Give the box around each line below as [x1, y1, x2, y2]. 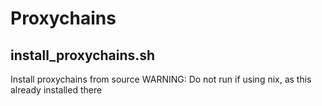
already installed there [10, 84, 103, 96]
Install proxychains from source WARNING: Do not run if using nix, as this [10, 73, 312, 85]
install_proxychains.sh [10, 47, 156, 64]
